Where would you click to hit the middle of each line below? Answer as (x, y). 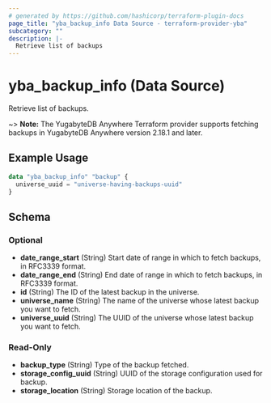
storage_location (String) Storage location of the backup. (116, 391)
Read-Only (30, 347)
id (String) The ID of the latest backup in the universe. (110, 292)
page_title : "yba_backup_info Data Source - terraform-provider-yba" (128, 23)
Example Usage (49, 158)
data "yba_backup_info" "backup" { (68, 176)
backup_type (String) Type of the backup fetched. (104, 365)
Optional (25, 240)
